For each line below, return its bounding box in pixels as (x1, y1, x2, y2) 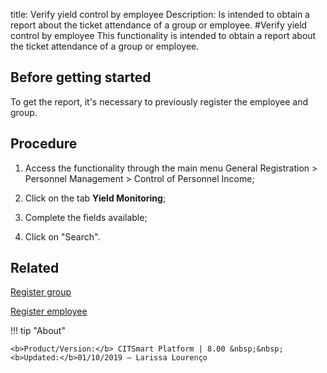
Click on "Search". (24, 230, 101, 243)
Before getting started (10, 69, 152, 86)
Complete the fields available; (24, 211, 148, 223)
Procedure (10, 135, 78, 153)
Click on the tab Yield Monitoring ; (24, 192, 167, 204)
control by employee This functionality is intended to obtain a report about (10, 30, 317, 41)
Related (10, 260, 60, 277)
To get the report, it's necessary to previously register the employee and (10, 95, 308, 108)
